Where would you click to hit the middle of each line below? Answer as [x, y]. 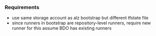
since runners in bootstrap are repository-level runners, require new [81, 23]
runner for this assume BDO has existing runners [62, 28]
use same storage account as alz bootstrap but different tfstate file [80, 18]
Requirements [22, 7]
